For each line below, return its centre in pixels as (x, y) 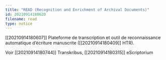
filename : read (21, 19)
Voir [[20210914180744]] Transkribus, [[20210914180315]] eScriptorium (79, 53)
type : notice (19, 24)
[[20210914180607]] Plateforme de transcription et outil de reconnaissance (83, 38)
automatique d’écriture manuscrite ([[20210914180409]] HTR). (70, 43)
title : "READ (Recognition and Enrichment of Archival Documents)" (77, 10)
